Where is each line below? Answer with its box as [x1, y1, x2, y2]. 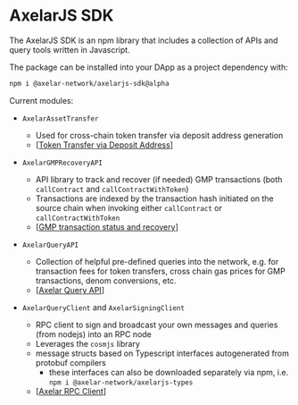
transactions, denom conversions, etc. [35, 274, 177, 286]
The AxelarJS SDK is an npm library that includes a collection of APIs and [9, 35, 278, 46]
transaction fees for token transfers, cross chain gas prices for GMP [35, 266, 286, 276]
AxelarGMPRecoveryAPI [21, 158, 103, 167]
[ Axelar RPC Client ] [35, 385, 107, 396]
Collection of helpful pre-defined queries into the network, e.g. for [35, 256, 279, 266]
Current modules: [9, 95, 74, 105]
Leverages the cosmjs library [35, 338, 141, 349]
